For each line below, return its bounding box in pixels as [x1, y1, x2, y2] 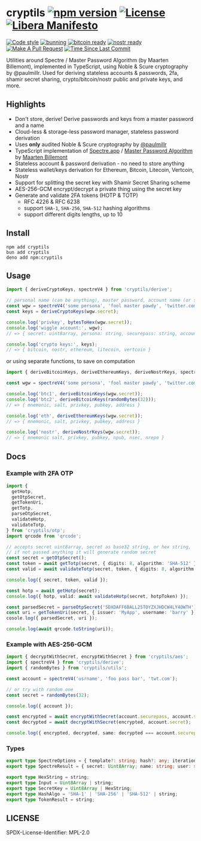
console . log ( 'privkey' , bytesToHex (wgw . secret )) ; [6, 319, 133, 325]
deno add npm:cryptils [6, 255, 63, 261]
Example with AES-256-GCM [6, 640, 93, 648]
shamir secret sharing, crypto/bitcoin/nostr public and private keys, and [6, 75, 183, 83]
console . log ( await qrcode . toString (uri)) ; [6, 626, 114, 632]
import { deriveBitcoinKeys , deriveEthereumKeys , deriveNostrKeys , [6, 369, 178, 376]
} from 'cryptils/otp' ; [6, 527, 66, 533]
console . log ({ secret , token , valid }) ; [6, 577, 109, 583]
